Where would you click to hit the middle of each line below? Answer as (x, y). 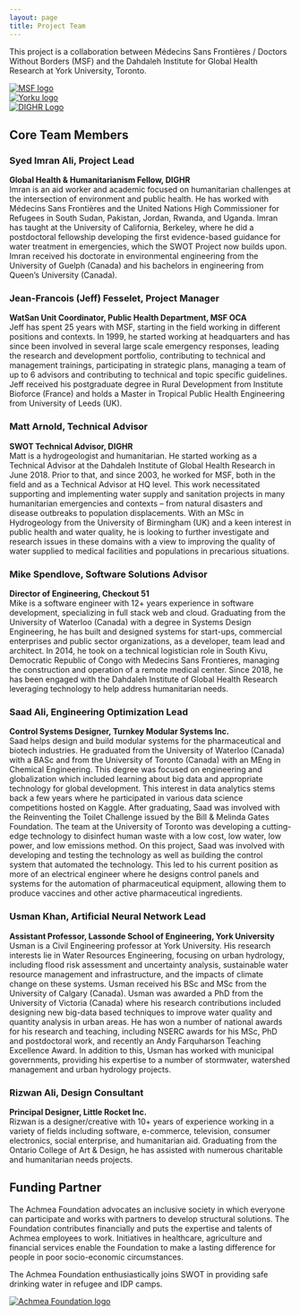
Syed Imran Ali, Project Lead (72, 160)
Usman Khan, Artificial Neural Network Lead (107, 916)
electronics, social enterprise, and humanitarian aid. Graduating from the (143, 1140)
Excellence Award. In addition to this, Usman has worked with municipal (142, 1050)
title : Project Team (48, 26)
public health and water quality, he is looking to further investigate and (139, 532)
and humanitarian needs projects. (71, 1159)
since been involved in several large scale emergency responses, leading (144, 347)
